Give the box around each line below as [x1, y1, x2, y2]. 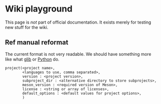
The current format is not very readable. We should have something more [5, 51, 151, 57]
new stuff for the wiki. [5, 24, 48, 30]
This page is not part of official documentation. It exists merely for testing [5, 19, 151, 25]
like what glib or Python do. [5, 56, 59, 62]
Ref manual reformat [5, 39, 69, 47]
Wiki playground [5, 3, 73, 14]
